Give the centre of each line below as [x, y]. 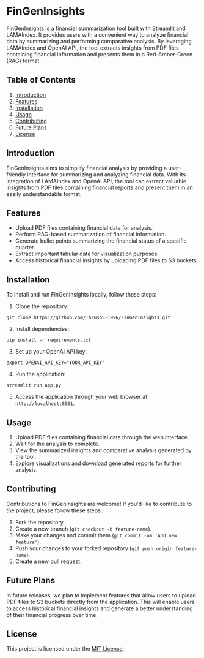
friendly [16, 174]
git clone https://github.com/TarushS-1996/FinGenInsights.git [89, 318]
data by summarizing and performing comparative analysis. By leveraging [99, 41]
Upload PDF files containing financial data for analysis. [84, 228]
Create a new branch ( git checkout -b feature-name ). [83, 529]
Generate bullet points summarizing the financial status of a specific [101, 241]
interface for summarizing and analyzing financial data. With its [107, 174]
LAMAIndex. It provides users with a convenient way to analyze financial [97, 34]
